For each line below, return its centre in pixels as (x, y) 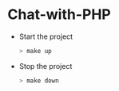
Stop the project (46, 66)
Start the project (46, 36)
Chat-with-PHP (59, 15)
